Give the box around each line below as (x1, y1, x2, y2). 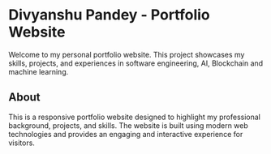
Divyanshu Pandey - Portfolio (8, 6, 211, 24)
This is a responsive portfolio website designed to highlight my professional (8, 112, 261, 122)
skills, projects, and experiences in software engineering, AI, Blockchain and (8, 58, 264, 68)
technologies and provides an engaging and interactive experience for (8, 129, 243, 139)
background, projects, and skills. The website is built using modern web (8, 120, 249, 130)
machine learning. (8, 66, 69, 76)
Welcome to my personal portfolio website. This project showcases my (8, 49, 245, 59)
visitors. (8, 138, 35, 148)
